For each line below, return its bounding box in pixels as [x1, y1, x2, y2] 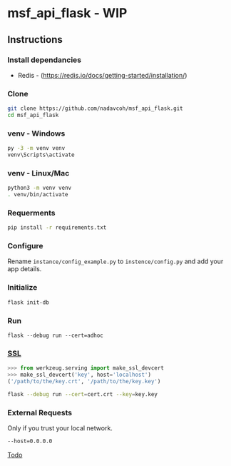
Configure [7, 241, 43, 251]
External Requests [7, 407, 73, 417]
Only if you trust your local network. [7, 424, 113, 432]
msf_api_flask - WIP [7, 5, 128, 21]
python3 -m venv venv [7, 184, 72, 192]
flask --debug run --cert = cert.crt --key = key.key [7, 390, 158, 397]
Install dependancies [7, 55, 82, 65]
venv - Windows [7, 128, 66, 138]
